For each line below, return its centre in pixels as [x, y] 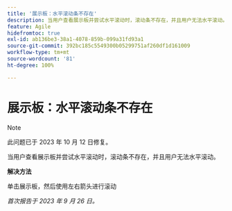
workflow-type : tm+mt [38, 53]
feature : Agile [29, 26]
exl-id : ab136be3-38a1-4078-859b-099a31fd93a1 [75, 40]
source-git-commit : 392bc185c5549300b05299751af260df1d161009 [99, 46]
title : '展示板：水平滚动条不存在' [52, 14]
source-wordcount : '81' [42, 59]
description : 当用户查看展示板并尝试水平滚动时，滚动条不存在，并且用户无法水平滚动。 [118, 20]
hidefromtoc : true [34, 33]
